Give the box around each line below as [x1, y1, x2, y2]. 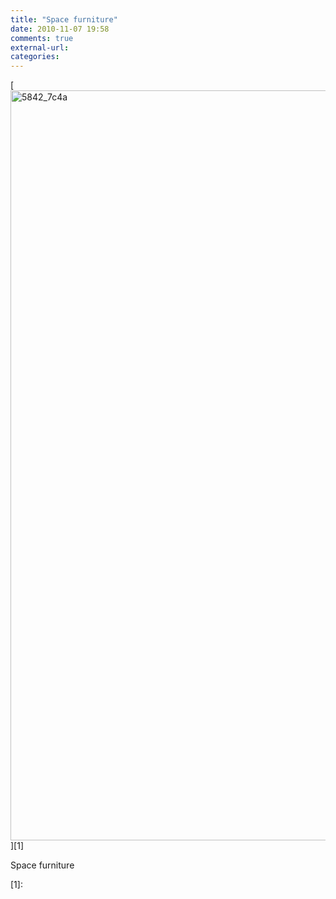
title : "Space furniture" [10, 14, 118, 25]
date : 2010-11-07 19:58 [10, 24, 110, 34]
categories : [10, 52, 60, 62]
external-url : [10, 42, 70, 53]
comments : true [10, 33, 74, 43]
